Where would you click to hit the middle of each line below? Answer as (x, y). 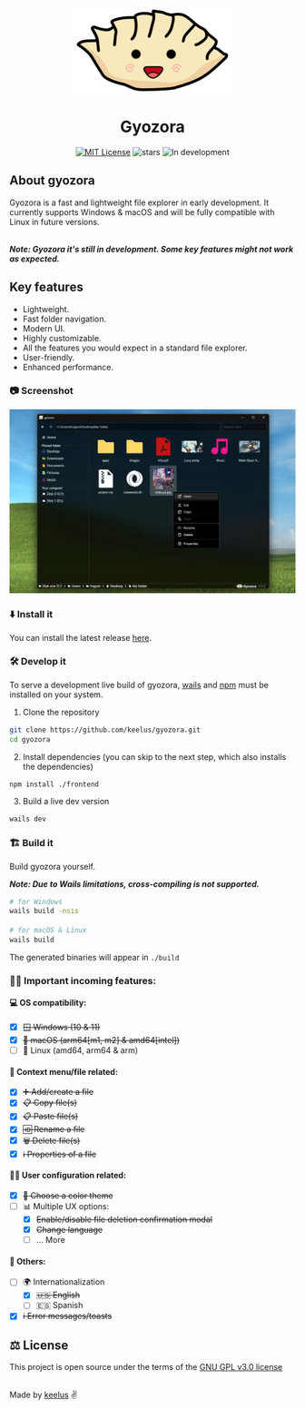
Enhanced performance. (68, 367)
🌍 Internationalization (64, 1282)
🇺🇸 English (58, 1295)
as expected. (35, 259)
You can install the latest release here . (81, 637)
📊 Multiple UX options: (66, 1206)
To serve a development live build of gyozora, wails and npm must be (139, 685)
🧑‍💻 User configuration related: (68, 1176)
